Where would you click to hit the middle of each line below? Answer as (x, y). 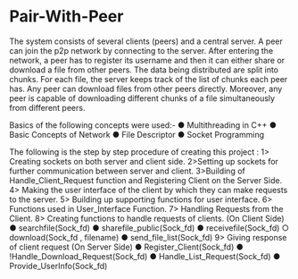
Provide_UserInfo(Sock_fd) (58, 266)
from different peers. (47, 107)
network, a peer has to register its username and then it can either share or (147, 60)
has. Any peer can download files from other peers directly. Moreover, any (146, 89)
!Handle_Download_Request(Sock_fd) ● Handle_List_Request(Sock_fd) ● (145, 256)
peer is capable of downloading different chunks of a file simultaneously (142, 98)
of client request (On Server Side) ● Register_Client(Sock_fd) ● (126, 247)
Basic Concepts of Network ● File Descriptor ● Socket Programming (137, 134)
